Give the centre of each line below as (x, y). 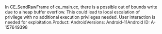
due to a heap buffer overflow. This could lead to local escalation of (73, 12)
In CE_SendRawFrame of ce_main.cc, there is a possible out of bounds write (81, 7)
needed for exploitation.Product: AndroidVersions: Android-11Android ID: (77, 22)
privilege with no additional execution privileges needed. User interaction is (80, 17)
